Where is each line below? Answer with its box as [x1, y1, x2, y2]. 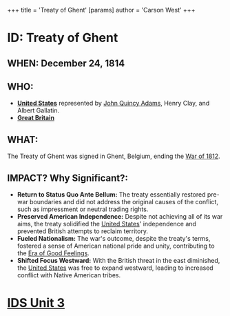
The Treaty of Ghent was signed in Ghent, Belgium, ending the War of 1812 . [7, 152, 220, 161]
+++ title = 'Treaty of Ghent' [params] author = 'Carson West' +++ [7, 6, 196, 14]
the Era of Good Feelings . [17, 249, 90, 257]
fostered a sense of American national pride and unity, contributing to [17, 241, 215, 250]
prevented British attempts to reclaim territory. [17, 227, 148, 235]
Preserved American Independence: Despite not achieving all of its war [17, 213, 223, 221]
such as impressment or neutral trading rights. [17, 205, 149, 213]
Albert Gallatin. [17, 106, 60, 115]
